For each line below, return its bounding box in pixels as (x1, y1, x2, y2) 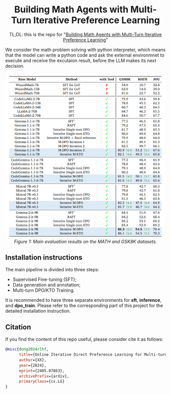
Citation (5, 323, 32, 331)
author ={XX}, (18, 357, 47, 362)
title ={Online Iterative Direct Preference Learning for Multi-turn (18, 352, 167, 357)
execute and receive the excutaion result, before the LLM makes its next (5, 57, 157, 64)
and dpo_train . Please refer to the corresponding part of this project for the (5, 302, 163, 308)
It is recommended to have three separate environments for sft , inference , (5, 297, 162, 303)
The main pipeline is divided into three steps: (5, 267, 99, 273)
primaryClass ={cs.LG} (18, 379, 65, 384)
